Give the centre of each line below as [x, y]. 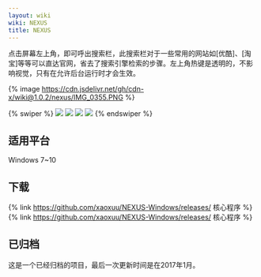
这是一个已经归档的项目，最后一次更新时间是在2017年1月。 [104, 264]
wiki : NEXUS [28, 23]
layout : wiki [30, 15]
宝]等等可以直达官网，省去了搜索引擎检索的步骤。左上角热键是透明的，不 [127, 63]
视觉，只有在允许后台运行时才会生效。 [77, 73]
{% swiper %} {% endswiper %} [80, 114]
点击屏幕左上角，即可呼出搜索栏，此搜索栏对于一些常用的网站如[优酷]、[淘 [130, 54]
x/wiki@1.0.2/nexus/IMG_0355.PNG [66, 97]
